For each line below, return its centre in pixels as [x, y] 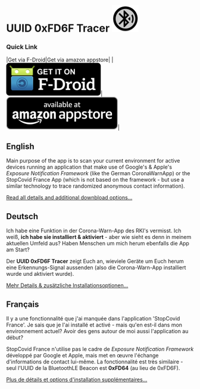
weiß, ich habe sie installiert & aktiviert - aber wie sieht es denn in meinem [99, 237]
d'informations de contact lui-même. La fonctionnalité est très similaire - [95, 362]
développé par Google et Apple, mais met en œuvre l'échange [82, 355]
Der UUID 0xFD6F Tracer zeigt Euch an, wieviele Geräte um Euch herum [95, 262]
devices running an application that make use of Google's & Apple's [89, 167]
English [20, 146]
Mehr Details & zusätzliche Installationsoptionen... [67, 285]
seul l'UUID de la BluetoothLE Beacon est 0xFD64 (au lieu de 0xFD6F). [93, 368]
